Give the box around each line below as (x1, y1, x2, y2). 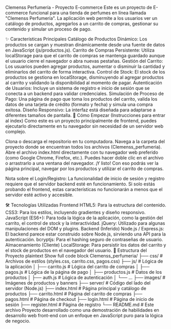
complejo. (5, 129, 27, 134)
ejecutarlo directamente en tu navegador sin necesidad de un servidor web (5, 123, 163, 129)
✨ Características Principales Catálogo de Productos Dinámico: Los (5, 36, 148, 42)
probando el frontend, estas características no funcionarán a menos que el (5, 186, 163, 192)
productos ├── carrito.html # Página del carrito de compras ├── (5, 291, 143, 297)
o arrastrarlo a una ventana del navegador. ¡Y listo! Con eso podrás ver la (5, 160, 159, 166)
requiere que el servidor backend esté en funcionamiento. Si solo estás (5, 181, 155, 187)
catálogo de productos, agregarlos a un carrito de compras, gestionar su (5, 20, 158, 27)
